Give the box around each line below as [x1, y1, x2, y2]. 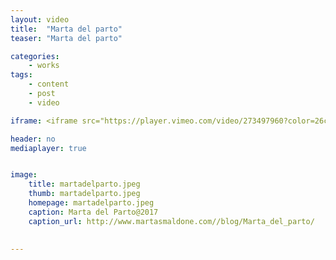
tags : [10, 70, 33, 80]
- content [28, 79, 70, 90]
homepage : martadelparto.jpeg [28, 198, 155, 208]
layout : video [10, 14, 70, 25]
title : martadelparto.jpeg [28, 179, 141, 190]
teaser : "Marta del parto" [10, 33, 123, 43]
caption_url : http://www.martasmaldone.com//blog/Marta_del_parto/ [28, 216, 315, 226]
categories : [10, 51, 60, 61]
